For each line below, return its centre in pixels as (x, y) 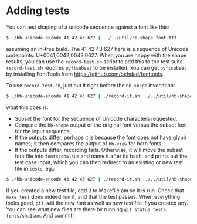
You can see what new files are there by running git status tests (86, 209)
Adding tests (38, 11)
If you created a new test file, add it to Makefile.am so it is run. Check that (95, 190)
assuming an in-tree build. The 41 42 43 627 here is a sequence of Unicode (97, 49)
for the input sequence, (43, 131)
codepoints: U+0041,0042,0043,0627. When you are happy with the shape (96, 55)
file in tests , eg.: (35, 168)
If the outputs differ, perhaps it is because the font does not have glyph (100, 137)
